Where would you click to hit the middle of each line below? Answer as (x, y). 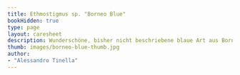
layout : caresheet (35, 34)
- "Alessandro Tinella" (43, 61)
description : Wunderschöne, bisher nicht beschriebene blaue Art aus (113, 41)
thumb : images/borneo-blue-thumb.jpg (64, 47)
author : (19, 54)
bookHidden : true (33, 21)
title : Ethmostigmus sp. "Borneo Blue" (67, 14)
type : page (24, 27)
